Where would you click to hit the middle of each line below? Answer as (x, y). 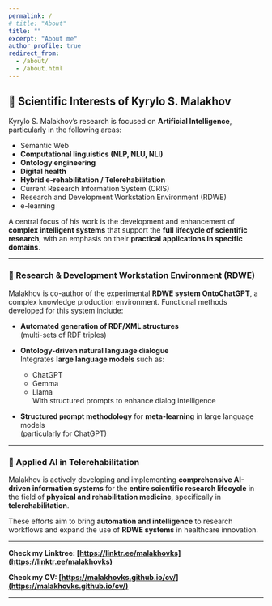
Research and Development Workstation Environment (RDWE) (123, 197)
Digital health (43, 171)
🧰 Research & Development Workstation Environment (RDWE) (132, 275)
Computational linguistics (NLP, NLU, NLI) (91, 154)
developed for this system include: (66, 310)
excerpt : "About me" (43, 38)
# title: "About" (38, 23)
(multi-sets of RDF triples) (63, 335)
